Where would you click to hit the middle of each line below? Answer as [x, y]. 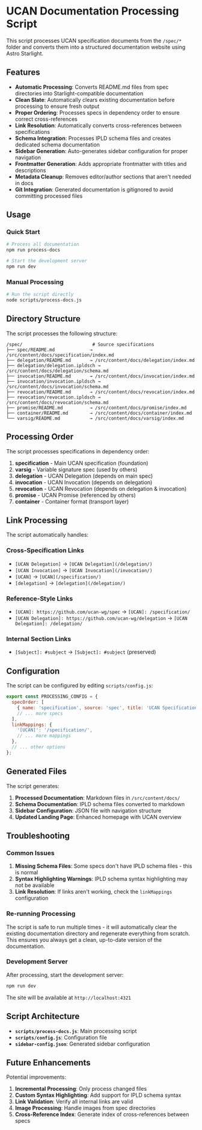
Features [23, 73]
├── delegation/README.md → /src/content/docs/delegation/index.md [101, 360]
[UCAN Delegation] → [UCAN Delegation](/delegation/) [84, 563]
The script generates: [33, 786]
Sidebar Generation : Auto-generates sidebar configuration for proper [101, 151]
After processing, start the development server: [65, 974]
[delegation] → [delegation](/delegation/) [70, 582]
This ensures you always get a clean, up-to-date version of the [84, 939]
